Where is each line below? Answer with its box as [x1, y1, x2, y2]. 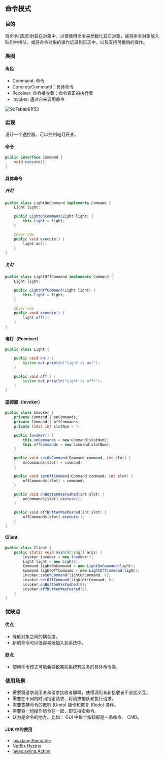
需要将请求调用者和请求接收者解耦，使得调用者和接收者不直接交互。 [12, 689, 151, 695]
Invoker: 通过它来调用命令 [12, 96, 65, 102]
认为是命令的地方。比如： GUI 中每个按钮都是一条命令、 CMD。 [12, 714, 142, 720]
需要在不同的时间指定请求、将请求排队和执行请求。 [12, 696, 116, 702]
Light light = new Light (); [23, 559, 80, 564]
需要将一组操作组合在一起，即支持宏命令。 [12, 708, 99, 714]
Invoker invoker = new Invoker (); [23, 555, 94, 559]
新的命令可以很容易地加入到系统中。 [12, 639, 86, 645]
